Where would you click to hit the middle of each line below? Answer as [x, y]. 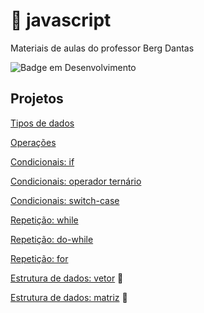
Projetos [37, 99]
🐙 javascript [61, 20]
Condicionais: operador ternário [76, 181]
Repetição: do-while [52, 239]
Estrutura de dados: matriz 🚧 [69, 297]
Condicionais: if [42, 161]
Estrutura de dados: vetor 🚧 [67, 278]
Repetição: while [44, 220]
